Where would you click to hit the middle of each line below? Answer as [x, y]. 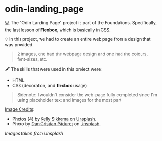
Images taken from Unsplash [34, 133]
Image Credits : [20, 109]
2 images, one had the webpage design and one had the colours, [82, 54]
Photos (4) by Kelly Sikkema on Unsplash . [54, 119]
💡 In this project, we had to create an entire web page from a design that [78, 39]
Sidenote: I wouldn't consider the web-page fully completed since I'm [87, 95]
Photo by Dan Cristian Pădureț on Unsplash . [56, 124]
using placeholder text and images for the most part [69, 100]
